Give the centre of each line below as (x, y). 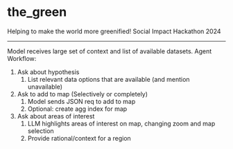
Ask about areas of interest (56, 116)
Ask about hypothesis (48, 72)
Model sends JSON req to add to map (81, 101)
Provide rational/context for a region (79, 138)
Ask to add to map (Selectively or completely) (82, 94)
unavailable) (45, 87)
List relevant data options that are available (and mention (109, 79)
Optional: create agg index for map (77, 109)
